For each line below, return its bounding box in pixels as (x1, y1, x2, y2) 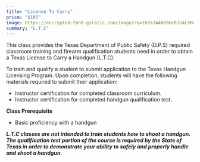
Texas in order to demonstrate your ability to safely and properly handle (6, 143, 189, 150)
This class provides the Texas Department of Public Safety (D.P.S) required (6, 42, 190, 49)
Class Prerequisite (6, 107, 53, 115)
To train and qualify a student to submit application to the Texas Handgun (6, 66, 186, 73)
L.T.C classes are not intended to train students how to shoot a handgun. (6, 131, 190, 138)
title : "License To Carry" (6, 8, 73, 15)
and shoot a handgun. (6, 150, 62, 157)
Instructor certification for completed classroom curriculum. (14, 90, 162, 97)
